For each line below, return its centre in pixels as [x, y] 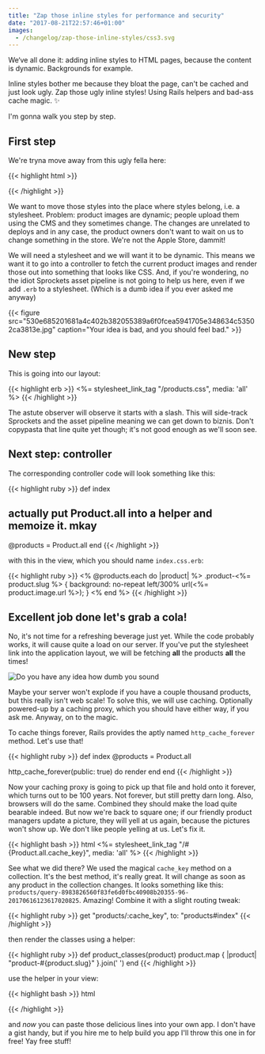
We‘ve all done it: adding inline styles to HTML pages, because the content [130, 60]
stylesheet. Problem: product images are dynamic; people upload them [124, 215]
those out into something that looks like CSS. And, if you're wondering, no [129, 272]
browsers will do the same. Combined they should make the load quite [123, 804]
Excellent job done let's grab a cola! [98, 617]
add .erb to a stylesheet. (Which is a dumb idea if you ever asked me [121, 289]
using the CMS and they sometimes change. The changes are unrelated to [129, 223]
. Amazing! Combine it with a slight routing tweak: [160, 900]
